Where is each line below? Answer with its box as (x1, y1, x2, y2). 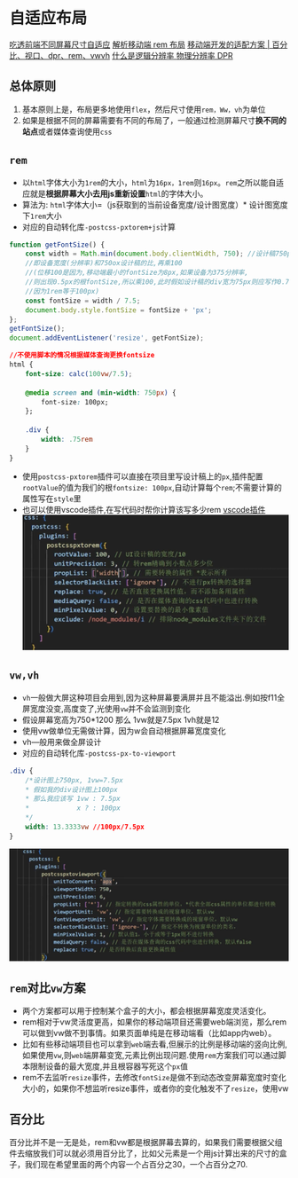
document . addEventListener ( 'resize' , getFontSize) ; (9, 334, 204, 342)
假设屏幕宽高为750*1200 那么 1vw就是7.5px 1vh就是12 (21, 714, 220, 725)
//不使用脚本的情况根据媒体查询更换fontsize (9, 351, 155, 360)
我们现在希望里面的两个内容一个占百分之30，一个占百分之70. (24, 1159, 248, 1170)
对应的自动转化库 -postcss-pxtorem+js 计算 (21, 221, 176, 232)
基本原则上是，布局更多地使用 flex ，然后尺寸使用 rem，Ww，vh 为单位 (21, 104, 266, 114)
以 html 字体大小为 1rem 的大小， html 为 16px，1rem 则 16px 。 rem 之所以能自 (21, 177, 277, 187)
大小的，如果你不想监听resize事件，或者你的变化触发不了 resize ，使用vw (21, 1083, 289, 1094)
